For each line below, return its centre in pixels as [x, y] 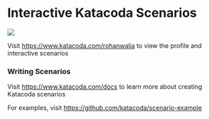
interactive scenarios [38, 53]
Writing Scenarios [39, 71]
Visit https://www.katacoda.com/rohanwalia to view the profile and [104, 45]
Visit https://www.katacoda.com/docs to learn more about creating [105, 87]
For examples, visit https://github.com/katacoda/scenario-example [104, 108]
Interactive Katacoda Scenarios [102, 13]
